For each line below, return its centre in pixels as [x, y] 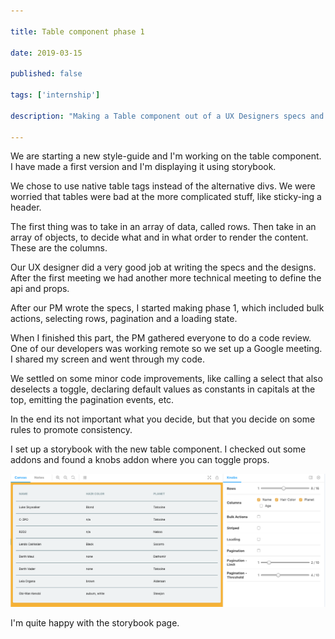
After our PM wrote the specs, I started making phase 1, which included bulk [167, 308]
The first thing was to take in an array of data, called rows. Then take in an [163, 227]
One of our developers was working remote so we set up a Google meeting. [166, 349]
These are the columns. [59, 248]
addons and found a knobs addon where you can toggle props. [140, 460]
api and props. [40, 289]
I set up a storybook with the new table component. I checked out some [158, 449]
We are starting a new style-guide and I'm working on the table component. [166, 156]
